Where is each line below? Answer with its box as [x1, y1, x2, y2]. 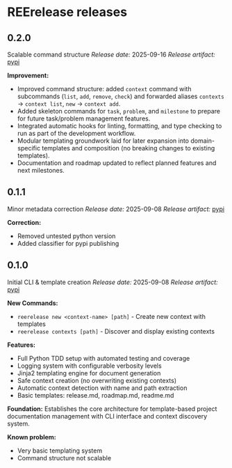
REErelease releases [7, 4, 127, 20]
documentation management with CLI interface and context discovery [7, 412, 208, 420]
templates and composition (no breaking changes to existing [41, 144, 215, 152]
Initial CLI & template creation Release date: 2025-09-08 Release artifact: [7, 278, 218, 286]
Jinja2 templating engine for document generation [17, 368, 161, 377]
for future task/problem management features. [17, 114, 151, 123]
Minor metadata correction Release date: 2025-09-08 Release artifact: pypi [7, 205, 224, 213]
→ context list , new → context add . [17, 100, 121, 108]
